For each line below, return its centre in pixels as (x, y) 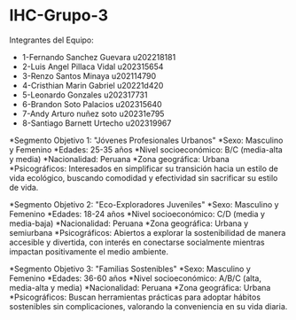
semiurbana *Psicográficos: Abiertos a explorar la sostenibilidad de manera (148, 232)
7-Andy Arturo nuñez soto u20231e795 (93, 113)
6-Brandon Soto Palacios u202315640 (92, 104)
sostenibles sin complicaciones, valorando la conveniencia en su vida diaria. (148, 306)
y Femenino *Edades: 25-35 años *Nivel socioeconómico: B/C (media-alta (146, 149)
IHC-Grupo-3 (59, 16)
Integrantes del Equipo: (52, 40)
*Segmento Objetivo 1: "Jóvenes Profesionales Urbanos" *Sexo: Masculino (146, 140)
